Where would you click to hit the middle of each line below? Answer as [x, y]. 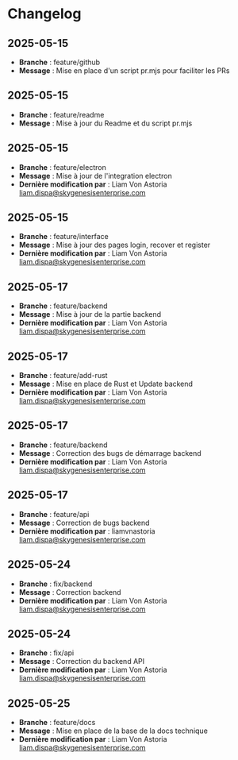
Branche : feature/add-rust [63, 376]
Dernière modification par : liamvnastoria [87, 531]
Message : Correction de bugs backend [84, 523]
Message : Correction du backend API [82, 662]
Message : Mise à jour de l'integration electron [95, 176]
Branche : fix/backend [56, 584]
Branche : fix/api [46, 653]
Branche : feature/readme [61, 114]
